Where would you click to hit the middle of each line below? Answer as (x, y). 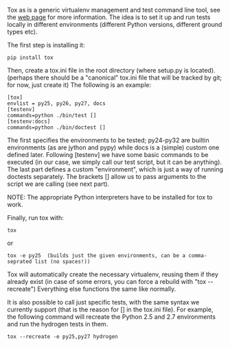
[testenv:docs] (29, 121)
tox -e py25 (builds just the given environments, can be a (96, 256)
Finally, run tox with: (35, 218)
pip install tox (30, 58)
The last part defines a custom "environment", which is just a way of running (115, 169)
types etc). (22, 32)
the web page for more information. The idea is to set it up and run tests (109, 17)
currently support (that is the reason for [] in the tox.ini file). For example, (110, 309)
